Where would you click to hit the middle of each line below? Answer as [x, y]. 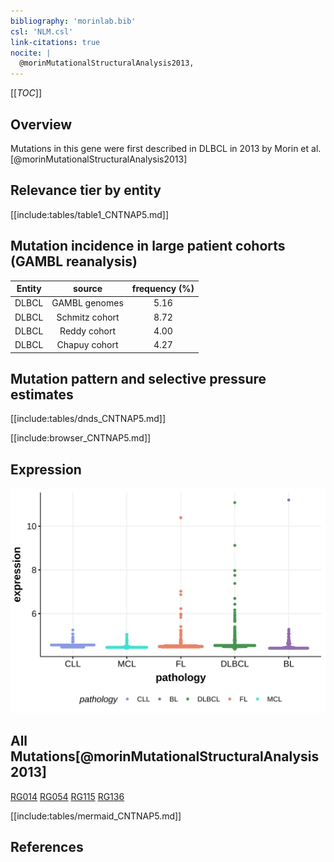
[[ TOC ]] [26, 93]
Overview [41, 124]
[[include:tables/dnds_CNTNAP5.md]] [88, 419]
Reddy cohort [88, 331]
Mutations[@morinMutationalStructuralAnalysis [165, 756]
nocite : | [31, 53]
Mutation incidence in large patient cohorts [148, 246]
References [47, 847]
